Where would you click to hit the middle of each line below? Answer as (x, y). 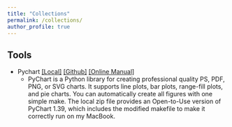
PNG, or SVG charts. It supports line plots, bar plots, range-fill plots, (125, 87)
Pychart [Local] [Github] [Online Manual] (76, 72)
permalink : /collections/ (45, 20)
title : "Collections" (39, 14)
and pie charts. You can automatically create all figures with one (120, 94)
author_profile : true (39, 27)
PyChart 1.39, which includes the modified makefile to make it (116, 109)
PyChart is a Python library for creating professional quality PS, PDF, (126, 79)
